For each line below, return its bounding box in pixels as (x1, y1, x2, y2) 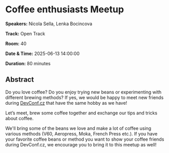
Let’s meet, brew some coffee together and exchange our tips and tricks (5, 109, 158, 116)
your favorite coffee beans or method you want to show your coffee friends (5, 136, 164, 142)
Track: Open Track (5, 30, 45, 36)
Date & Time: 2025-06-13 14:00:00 (5, 50, 80, 56)
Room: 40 (5, 40, 27, 47)
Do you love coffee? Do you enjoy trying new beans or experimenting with (5, 89, 162, 95)
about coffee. (5, 115, 34, 121)
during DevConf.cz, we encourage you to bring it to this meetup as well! (5, 141, 157, 147)
